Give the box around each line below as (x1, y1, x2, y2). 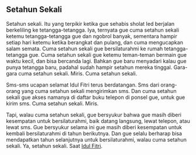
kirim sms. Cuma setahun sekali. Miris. (6, 99, 99, 107)
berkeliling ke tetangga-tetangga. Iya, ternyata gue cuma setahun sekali (6, 26, 180, 33)
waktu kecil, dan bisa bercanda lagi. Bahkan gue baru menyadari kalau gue (6, 57, 187, 64)
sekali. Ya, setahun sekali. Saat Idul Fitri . (6, 142, 103, 149)
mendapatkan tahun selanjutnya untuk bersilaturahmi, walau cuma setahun (6, 136, 187, 143)
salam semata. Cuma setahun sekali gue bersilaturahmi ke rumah (6, 45, 163, 52)
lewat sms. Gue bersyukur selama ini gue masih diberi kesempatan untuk (6, 123, 183, 130)
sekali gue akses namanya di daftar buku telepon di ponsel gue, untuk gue (6, 94, 185, 101)
